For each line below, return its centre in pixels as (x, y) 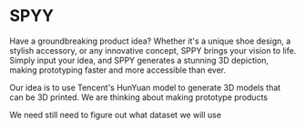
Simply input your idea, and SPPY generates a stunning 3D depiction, (139, 60)
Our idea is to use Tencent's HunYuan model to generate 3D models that (145, 87)
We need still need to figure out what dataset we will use (115, 114)
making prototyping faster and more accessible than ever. (118, 70)
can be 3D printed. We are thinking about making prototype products (139, 97)
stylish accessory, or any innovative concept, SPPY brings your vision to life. (153, 50)
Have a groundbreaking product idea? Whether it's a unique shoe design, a (150, 41)
